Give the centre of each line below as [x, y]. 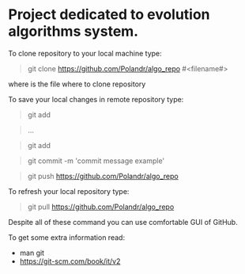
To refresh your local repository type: [69, 191]
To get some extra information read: [66, 237]
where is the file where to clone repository [77, 84]
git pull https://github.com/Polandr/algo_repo [101, 207]
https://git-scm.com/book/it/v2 [70, 261]
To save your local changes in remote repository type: [96, 99]
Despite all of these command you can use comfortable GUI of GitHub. [123, 222]
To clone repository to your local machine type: [85, 53]
